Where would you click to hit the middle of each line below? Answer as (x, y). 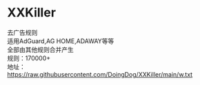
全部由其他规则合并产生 (40, 49)
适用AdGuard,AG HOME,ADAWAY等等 (61, 41)
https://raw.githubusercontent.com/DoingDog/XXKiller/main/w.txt (100, 74)
